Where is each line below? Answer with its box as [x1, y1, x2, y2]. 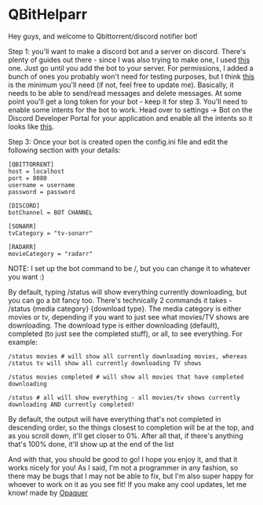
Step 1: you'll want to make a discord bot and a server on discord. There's [8, 46, 247, 56]
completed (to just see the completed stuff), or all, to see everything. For [8, 328, 243, 338]
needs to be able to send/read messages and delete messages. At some [8, 88, 242, 97]
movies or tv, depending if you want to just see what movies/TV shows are [8, 312, 250, 321]
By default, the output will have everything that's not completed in [8, 414, 221, 423]
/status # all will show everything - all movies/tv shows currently [8, 393, 241, 401]
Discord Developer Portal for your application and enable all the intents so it [8, 113, 253, 123]
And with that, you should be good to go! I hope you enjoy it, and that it [8, 454, 238, 464]
